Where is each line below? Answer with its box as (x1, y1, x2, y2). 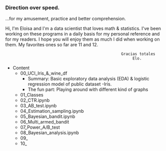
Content (12, 65, 30, 71)
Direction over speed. (5, 4, 60, 11)
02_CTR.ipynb (20, 97, 50, 103)
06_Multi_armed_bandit (20, 119, 70, 125)
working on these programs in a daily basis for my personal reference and (5, 31, 160, 37)
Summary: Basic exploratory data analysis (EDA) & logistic (27, 76, 150, 82)
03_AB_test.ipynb (20, 103, 57, 109)
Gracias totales (121, 51, 156, 57)
